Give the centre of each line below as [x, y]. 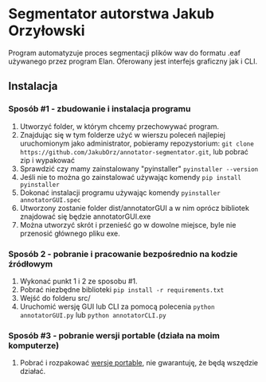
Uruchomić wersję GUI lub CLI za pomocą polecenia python [117, 306]
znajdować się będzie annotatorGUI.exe [85, 216]
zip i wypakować [47, 160]
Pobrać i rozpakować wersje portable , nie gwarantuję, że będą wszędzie [139, 363]
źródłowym [31, 263]
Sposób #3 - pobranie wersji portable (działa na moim [114, 335]
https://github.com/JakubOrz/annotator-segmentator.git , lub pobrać [134, 151]
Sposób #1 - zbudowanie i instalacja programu [100, 109]
